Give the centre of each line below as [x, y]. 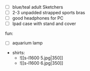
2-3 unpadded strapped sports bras [48, 13]
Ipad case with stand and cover [44, 24]
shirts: [19, 53]
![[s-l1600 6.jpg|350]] [41, 63]
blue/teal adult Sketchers [38, 7]
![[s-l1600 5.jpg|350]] [41, 58]
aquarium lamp [27, 43]
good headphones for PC [38, 18]
